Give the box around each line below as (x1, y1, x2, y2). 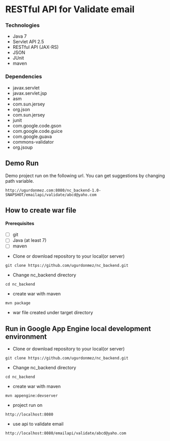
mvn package (5, 300, 31, 306)
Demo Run (5, 159, 39, 168)
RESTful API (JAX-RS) (12, 44, 59, 50)
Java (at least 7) (12, 237, 47, 243)
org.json (12, 106, 31, 113)
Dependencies (5, 73, 42, 80)
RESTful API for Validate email (5, 4, 135, 15)
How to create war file (5, 206, 76, 214)
